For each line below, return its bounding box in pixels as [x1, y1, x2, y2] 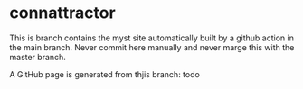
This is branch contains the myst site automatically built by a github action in [9, 32, 294, 43]
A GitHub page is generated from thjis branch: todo [9, 68, 201, 79]
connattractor [9, 3, 116, 23]
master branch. [9, 51, 66, 62]
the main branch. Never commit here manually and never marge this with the [9, 41, 295, 52]
